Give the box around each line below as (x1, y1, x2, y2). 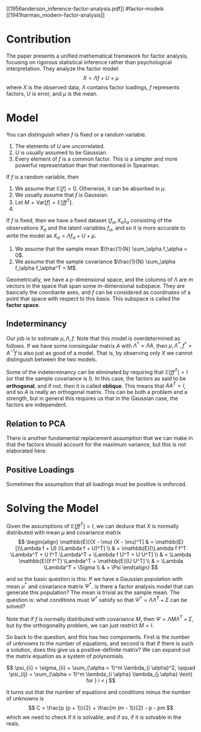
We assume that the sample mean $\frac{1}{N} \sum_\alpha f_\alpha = (14, 245, 188, 252)
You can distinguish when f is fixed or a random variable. (6, 131, 147, 138)
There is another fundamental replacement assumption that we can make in (6, 435, 193, 442)
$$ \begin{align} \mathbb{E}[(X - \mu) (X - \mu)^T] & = (17, 538, 154, 545)
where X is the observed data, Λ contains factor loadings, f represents (6, 83, 180, 91)
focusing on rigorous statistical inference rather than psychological (6, 58, 172, 65)
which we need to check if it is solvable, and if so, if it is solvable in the (6, 713, 182, 721)
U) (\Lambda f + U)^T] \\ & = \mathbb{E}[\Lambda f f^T (50, 544, 187, 552)
